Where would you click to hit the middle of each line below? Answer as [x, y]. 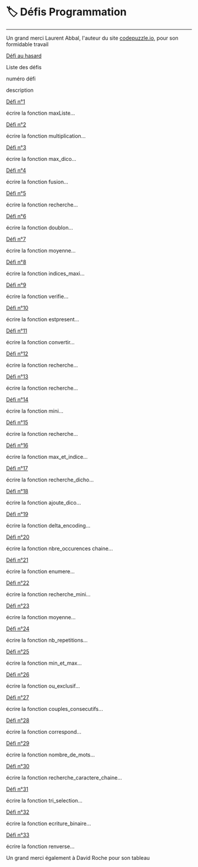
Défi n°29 [18, 743]
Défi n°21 [17, 559]
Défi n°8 [16, 262]
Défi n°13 [17, 376]
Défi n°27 [18, 697]
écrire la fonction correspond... [44, 732]
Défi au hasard [24, 56]
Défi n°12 [17, 354]
